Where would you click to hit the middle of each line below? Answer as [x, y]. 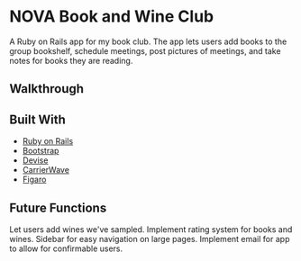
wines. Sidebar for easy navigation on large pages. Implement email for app [150, 238]
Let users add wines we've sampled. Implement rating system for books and [151, 229]
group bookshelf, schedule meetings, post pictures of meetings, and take [145, 50]
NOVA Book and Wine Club [112, 17]
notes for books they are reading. [71, 60]
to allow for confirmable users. [66, 248]
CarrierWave [46, 170]
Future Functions [58, 207]
